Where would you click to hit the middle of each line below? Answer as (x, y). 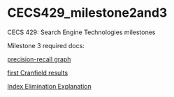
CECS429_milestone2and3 (87, 13)
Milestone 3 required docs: (46, 45)
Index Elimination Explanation (50, 86)
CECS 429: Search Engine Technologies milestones (81, 32)
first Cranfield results (38, 73)
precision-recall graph (39, 59)
